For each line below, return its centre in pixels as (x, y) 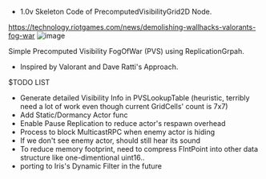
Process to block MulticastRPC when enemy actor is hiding (117, 132)
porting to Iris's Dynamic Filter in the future (91, 166)
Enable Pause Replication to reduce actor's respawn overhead (123, 123)
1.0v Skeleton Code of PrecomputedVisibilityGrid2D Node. (116, 12)
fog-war (22, 36)
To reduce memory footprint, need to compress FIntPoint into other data (139, 149)
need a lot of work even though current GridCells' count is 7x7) (124, 106)
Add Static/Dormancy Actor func (74, 115)
